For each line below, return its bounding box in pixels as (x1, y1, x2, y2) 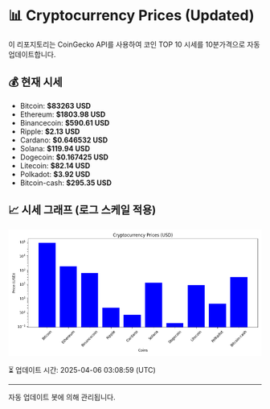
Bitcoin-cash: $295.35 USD (19, 178, 112, 188)
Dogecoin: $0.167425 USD (19, 152, 108, 162)
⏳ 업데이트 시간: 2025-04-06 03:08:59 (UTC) (8, 365, 157, 374)
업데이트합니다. (8, 49, 56, 59)
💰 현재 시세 (8, 76, 63, 89)
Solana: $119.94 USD (19, 143, 91, 153)
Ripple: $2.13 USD (19, 126, 80, 136)
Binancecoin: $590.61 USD (19, 118, 110, 127)
